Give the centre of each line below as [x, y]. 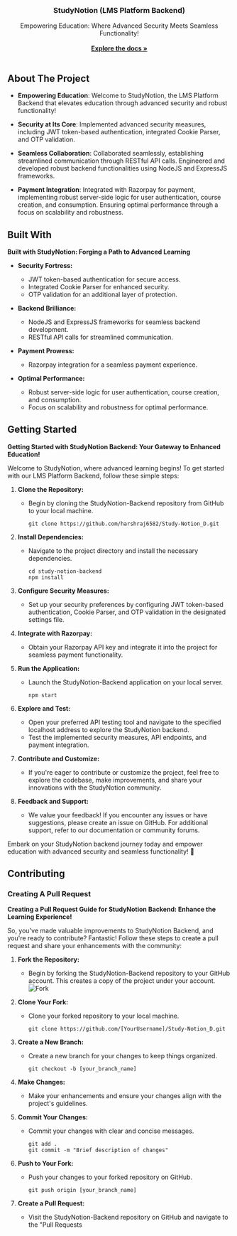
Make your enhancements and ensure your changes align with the [125, 1096]
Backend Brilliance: [47, 308]
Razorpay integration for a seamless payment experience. [112, 365]
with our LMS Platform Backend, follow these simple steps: [93, 475]
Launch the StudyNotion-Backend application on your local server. [126, 682]
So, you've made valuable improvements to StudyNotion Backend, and [110, 931]
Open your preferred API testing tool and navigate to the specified [125, 722]
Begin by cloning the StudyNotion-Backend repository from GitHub [126, 503]
